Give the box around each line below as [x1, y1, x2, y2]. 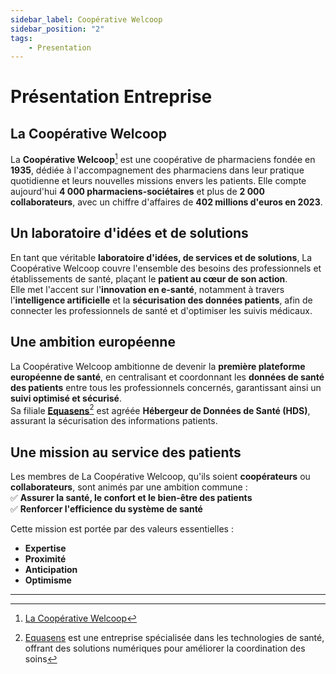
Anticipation [24, 564, 78, 575]
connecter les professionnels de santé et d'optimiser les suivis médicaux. [10, 304, 313, 316]
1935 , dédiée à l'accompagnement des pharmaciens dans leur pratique [10, 164, 305, 176]
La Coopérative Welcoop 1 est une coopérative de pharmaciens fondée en [10, 152, 316, 165]
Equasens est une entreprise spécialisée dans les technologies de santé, [24, 632, 325, 643]
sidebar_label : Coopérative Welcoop [10, 14, 163, 25]
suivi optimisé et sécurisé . [10, 392, 122, 404]
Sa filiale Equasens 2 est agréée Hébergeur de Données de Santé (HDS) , [10, 402, 311, 416]
